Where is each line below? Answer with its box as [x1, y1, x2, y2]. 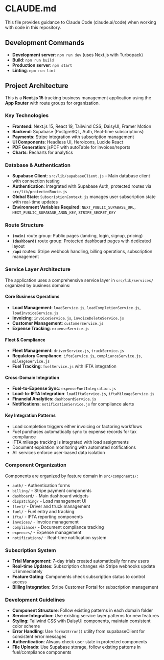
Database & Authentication [5, 162, 71, 169]
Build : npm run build [12, 57, 54, 63]
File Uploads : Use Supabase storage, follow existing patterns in [12, 644, 141, 650]
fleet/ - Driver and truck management [12, 503, 91, 509]
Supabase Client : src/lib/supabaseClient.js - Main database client [12, 173, 150, 179]
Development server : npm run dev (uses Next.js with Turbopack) [12, 52, 143, 57]
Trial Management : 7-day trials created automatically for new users [12, 558, 149, 564]
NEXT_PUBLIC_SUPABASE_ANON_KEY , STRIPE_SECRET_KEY [12, 209, 116, 215]
